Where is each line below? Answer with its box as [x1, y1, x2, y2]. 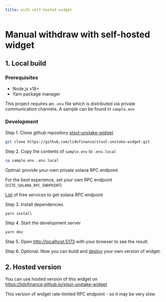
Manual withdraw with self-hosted [5, 28, 151, 40]
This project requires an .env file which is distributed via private [5, 100, 136, 106]
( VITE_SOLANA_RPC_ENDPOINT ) [5, 182, 62, 188]
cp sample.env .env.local [5, 158, 59, 163]
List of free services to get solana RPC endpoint [5, 192, 103, 198]
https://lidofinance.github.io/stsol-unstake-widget [5, 282, 107, 288]
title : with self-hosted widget [5, 7, 72, 12]
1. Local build [5, 59, 46, 68]
